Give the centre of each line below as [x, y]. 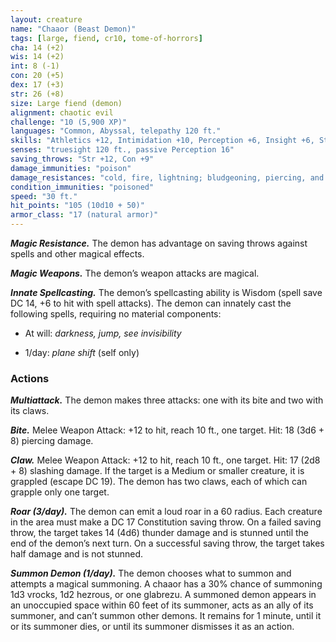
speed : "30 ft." [44, 196]
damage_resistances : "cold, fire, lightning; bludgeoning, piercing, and [167, 177]
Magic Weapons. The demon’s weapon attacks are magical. [135, 273]
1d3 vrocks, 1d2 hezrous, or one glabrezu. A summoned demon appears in [163, 595]
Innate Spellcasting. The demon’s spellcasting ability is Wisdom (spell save [166, 292]
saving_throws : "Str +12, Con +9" [82, 159]
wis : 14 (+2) [37, 57]
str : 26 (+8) [37, 94]
